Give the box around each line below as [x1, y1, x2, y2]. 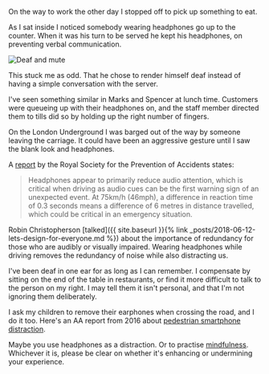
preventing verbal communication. [8, 39, 122, 49]
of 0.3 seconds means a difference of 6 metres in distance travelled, [27, 201, 255, 210]
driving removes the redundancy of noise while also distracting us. [8, 250, 229, 260]
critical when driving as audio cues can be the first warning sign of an [27, 184, 259, 193]
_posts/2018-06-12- [190, 225, 256, 234]
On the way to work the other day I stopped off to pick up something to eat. [8, 7, 258, 16]
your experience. [8, 357, 65, 366]
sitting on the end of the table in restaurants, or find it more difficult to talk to [8, 274, 262, 284]
